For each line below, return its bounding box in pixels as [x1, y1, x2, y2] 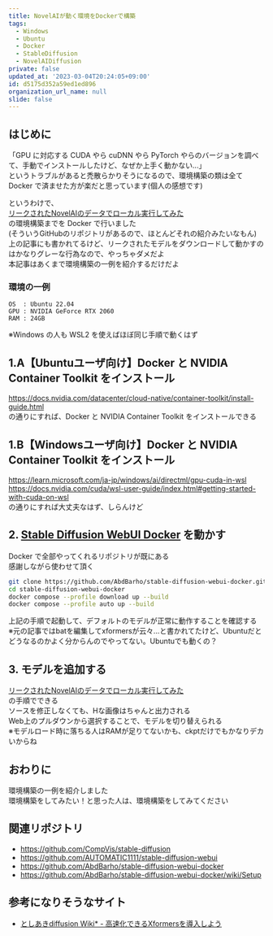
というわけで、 [8, 198, 58, 208]
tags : [8, 20, 27, 28]
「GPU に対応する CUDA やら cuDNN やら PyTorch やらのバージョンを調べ [8, 150, 259, 160]
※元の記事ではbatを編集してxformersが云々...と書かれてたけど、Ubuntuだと [8, 626, 262, 636]
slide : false [8, 95, 53, 103]
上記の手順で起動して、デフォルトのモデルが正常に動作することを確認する [8, 616, 258, 626]
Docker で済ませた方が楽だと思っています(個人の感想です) [8, 181, 203, 191]
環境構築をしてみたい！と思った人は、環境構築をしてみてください [8, 795, 229, 805]
